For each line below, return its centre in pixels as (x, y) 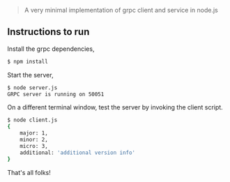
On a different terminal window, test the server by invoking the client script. (115, 107)
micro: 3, (34, 146)
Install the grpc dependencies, (51, 49)
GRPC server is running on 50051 (56, 94)
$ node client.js (32, 120)
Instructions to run (48, 32)
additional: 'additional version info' (78, 153)
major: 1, (34, 133)
